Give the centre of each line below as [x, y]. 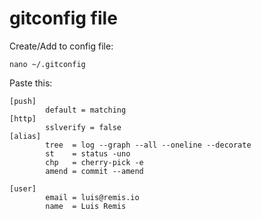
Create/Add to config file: [61, 46]
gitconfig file [63, 18]
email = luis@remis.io [92, 197]
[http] [23, 118]
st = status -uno [88, 153]
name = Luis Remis [86, 206]
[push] [23, 101]
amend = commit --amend [94, 171]
